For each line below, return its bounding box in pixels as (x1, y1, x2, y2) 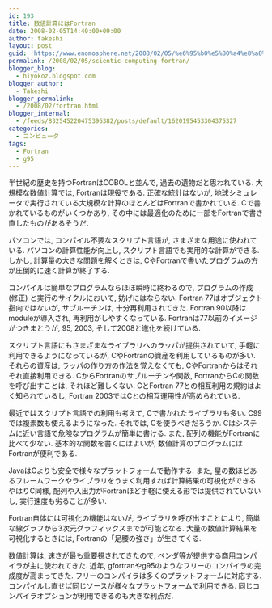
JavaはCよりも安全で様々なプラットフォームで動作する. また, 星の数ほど (8, 466, 250, 475)
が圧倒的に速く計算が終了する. (8, 266, 111, 276)
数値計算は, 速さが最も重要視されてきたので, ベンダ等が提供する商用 (8, 551, 236, 560)
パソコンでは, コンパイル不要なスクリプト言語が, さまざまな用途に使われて (8, 235, 257, 245)
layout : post (8, 42, 53, 50)
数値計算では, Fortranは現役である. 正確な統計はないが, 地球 (29, 188, 229, 198)
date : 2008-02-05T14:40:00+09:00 (8, 27, 121, 35)
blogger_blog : (8, 65, 57, 73)
